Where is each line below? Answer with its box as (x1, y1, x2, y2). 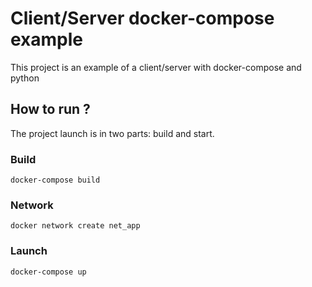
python (10, 72, 40, 84)
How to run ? (10, 101, 91, 118)
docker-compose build (10, 175, 101, 186)
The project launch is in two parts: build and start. (10, 127, 215, 139)
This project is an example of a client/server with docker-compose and (10, 61, 302, 73)
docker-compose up (10, 267, 87, 277)
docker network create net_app (10, 221, 141, 231)
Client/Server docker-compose (10, 7, 275, 30)
